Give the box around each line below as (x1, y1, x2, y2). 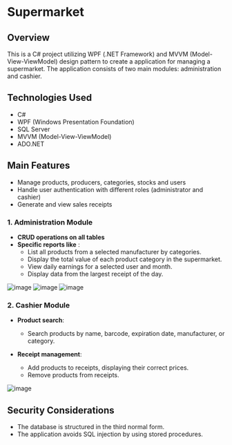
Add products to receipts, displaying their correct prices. (27, 363, 189, 372)
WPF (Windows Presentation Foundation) (17, 117, 135, 126)
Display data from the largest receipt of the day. (27, 269, 164, 278)
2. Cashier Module (7, 300, 70, 310)
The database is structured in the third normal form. (17, 423, 164, 431)
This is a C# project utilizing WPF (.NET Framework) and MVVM (7, 50, 188, 58)
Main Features (7, 160, 70, 171)
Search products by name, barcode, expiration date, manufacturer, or (27, 330, 225, 338)
